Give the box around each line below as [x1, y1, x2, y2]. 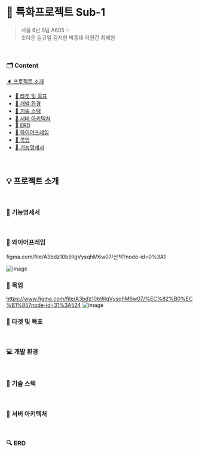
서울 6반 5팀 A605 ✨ [20, 26, 71, 34]
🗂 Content [6, 61, 39, 70]
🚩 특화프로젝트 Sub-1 [6, 5, 106, 19]
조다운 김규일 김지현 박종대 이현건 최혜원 [20, 34, 115, 41]
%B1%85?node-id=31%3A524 [6, 301, 81, 309]
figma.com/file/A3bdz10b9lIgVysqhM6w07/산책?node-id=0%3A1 [6, 253, 166, 260]
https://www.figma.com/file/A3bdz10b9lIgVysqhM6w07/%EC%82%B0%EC [6, 295, 193, 302]
